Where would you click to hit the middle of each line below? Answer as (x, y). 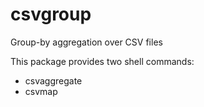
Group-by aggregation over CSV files (86, 42)
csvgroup (51, 14)
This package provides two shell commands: (102, 61)
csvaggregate (53, 80)
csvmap (41, 91)
